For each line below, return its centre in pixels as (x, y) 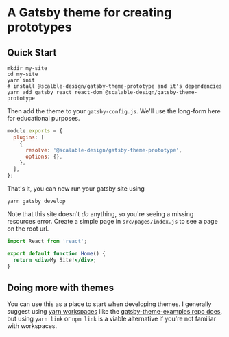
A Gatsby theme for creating (89, 13)
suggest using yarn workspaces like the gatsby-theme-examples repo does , (115, 312)
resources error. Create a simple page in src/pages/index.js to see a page (112, 221)
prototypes (39, 27)
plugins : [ (29, 137)
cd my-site (23, 74)
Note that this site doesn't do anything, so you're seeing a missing (100, 214)
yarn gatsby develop (37, 201)
